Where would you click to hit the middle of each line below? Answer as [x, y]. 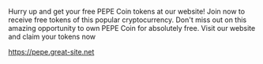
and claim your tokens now [52, 36]
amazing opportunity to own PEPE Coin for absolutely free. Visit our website [132, 28]
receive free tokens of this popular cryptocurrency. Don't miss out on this [128, 20]
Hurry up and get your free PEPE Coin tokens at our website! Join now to [127, 11]
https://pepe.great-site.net [51, 52]
